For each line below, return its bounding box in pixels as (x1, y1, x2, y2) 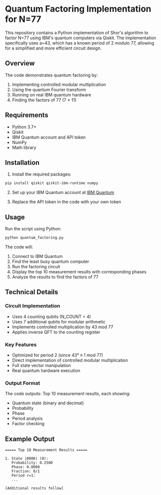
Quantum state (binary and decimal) (12, 400, 84, 406)
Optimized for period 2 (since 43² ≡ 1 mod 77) (12, 352, 103, 358)
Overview (5, 59, 35, 67)
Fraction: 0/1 (11, 469, 40, 474)
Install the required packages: (12, 171, 72, 177)
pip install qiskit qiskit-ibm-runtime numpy (5, 181, 98, 186)
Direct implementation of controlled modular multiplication (12, 357, 128, 363)
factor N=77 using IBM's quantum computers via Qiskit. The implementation (5, 35, 156, 41)
